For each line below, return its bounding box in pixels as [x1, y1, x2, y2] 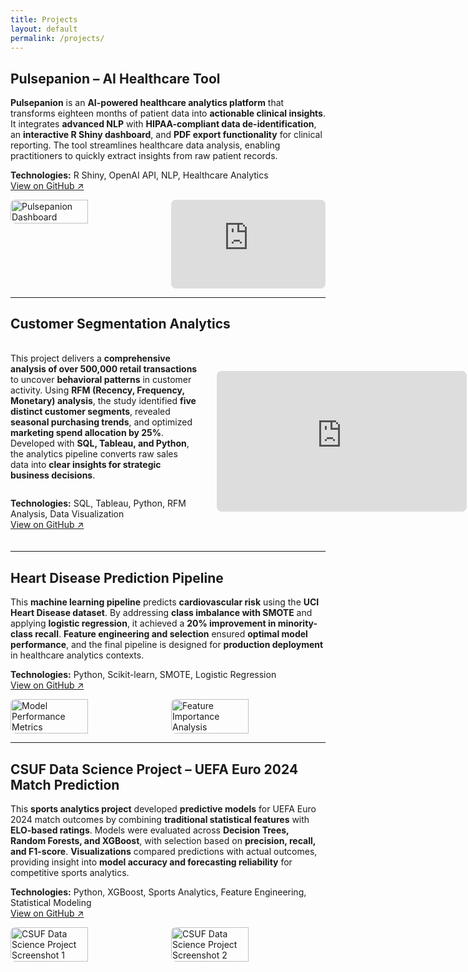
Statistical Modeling [10, 896, 92, 908]
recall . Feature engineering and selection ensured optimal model [34, 628, 308, 640]
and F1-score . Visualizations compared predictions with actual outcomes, [10, 845, 318, 857]
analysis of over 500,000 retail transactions [10, 363, 198, 375]
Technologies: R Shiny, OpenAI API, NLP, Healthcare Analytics [10, 169, 269, 181]
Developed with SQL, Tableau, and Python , [10, 437, 190, 450]
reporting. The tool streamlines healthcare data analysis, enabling [10, 139, 281, 151]
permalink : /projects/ [10, 33, 105, 43]
